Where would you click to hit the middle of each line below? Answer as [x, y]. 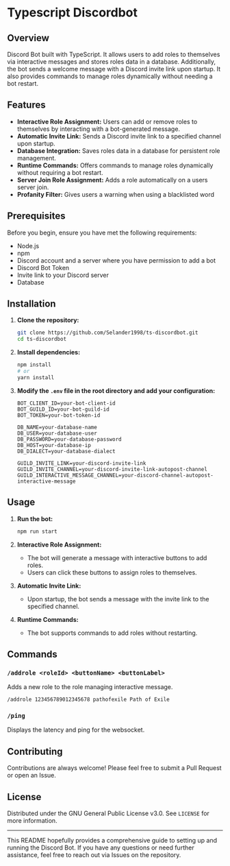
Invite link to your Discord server [63, 275]
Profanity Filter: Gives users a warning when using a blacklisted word [115, 194]
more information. [32, 821]
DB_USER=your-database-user [57, 433]
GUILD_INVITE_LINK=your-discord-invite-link [81, 463]
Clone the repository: [48, 320]
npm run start [37, 531]
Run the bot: [35, 518]
